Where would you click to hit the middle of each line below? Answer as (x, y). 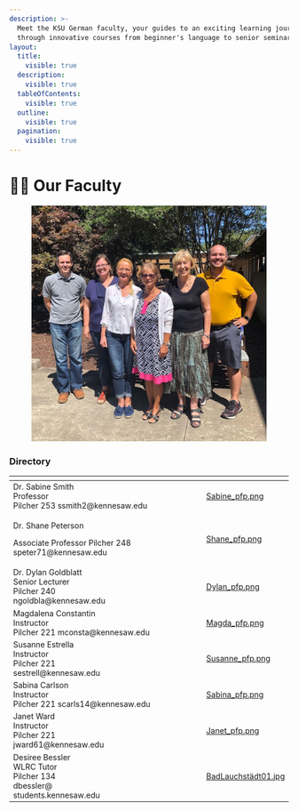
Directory (30, 461)
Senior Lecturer (41, 582)
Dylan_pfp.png (233, 586)
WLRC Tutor (35, 767)
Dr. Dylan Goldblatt (47, 573)
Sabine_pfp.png (235, 496)
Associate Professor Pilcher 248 (72, 543)
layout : (24, 47)
